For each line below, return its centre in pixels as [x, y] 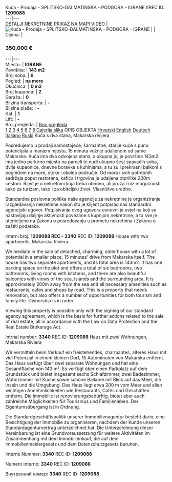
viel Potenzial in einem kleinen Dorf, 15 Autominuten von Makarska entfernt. [85, 358]
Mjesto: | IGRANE [24, 65]
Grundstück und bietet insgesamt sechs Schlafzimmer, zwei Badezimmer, [83, 374]
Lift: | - [12, 119]
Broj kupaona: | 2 [24, 92]
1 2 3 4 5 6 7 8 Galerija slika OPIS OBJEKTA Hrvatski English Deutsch [78, 130]
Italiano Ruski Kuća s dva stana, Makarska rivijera [58, 136]
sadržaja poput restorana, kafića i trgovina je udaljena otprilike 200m [78, 178]
